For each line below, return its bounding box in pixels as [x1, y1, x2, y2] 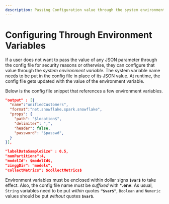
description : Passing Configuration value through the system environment [5, 7, 165, 13]
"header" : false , [14, 126, 51, 131]
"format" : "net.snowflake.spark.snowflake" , [10, 107, 102, 112]
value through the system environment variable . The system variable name [5, 67, 160, 73]
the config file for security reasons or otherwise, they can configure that [5, 62, 155, 68]
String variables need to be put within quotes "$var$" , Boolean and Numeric [5, 187, 161, 193]
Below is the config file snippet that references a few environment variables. [5, 88, 163, 94]
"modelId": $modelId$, [5, 159, 53, 164]
